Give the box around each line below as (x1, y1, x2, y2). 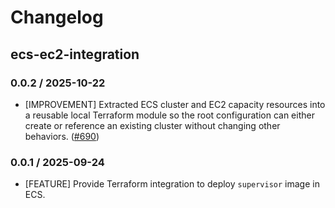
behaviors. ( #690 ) (24, 130, 100, 142)
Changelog (10, 6, 104, 29)
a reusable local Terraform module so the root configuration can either (24, 109, 315, 121)
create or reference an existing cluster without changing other (24, 119, 281, 131)
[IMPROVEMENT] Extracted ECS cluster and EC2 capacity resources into (24, 98, 326, 110)
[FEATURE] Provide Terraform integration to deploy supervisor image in (24, 178, 320, 190)
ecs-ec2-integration (10, 46, 140, 63)
